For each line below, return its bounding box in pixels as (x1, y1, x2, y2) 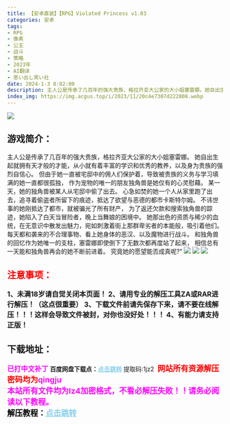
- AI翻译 (7, 67, 30, 74)
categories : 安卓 (7, 16, 55, 23)
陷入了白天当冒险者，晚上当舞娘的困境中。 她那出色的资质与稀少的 (25, 212, 213, 221)
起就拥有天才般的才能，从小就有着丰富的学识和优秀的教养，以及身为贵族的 (7, 161, 217, 169)
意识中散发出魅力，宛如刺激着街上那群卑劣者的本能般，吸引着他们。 (30, 221, 223, 230)
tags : (7, 23, 23, 30)
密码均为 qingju (7, 375, 62, 385)
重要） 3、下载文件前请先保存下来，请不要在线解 (62, 300, 219, 309)
